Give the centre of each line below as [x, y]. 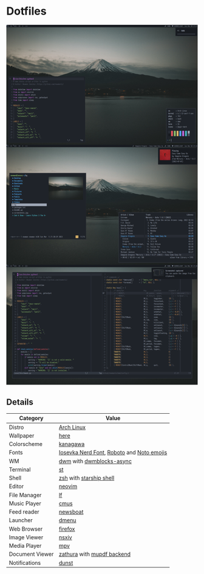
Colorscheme [25, 444]
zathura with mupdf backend [95, 554]
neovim [68, 486]
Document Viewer [31, 554]
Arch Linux [72, 427]
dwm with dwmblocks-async [95, 461]
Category [31, 418]
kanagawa [72, 444]
